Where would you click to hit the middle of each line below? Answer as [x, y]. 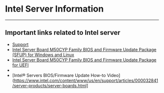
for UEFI [20, 65]
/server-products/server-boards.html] [50, 85]
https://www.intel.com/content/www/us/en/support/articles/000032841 [86, 80]
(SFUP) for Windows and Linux [43, 55]
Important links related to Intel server [63, 33]
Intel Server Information [54, 9]
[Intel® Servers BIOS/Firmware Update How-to [59, 75]
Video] [113, 75]
